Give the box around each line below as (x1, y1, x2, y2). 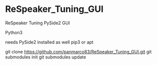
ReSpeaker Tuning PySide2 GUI (5, 20, 70, 26)
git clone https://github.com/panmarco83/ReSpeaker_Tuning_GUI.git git (5, 49, 152, 55)
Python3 (5, 29, 23, 35)
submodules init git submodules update (5, 54, 86, 60)
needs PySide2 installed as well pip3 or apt (5, 39, 94, 45)
